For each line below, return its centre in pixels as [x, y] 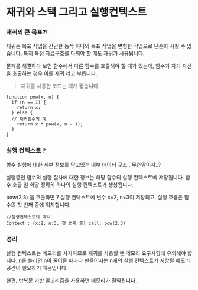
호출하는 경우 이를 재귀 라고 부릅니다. [55, 73]
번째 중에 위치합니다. [47, 204]
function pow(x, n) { [33, 97]
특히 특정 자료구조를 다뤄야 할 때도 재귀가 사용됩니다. [84, 53]
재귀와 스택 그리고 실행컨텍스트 [77, 12]
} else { [22, 113]
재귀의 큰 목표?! [27, 32]
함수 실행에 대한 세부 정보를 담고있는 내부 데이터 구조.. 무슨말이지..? [84, 165]
